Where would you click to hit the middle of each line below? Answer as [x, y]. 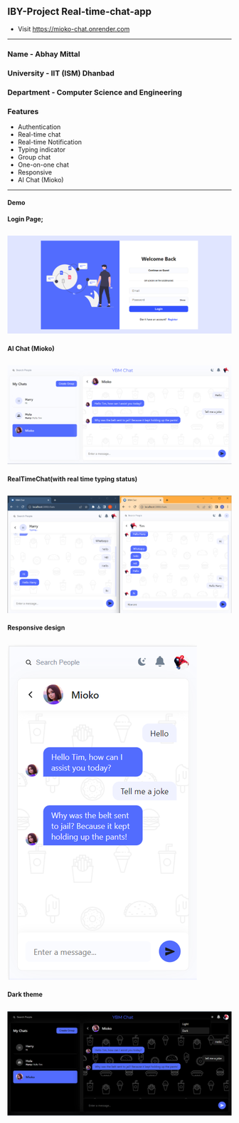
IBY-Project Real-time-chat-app [79, 12]
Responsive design [36, 628]
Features [23, 111]
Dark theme [25, 994]
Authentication [39, 127]
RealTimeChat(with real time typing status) [73, 479]
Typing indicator [42, 150]
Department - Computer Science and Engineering [95, 92]
